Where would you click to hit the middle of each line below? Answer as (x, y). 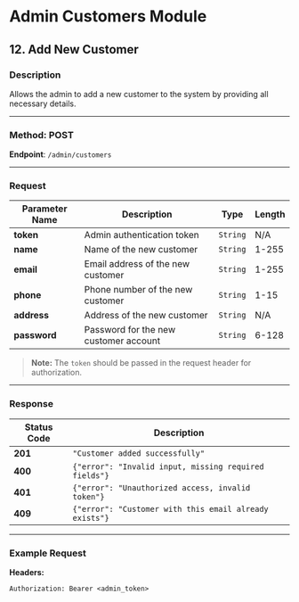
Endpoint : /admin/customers (61, 154)
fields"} (91, 475)
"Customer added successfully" (139, 453)
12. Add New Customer (74, 49)
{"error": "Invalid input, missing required (168, 466)
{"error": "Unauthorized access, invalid (162, 487)
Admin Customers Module (108, 16)
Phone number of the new (138, 290)
